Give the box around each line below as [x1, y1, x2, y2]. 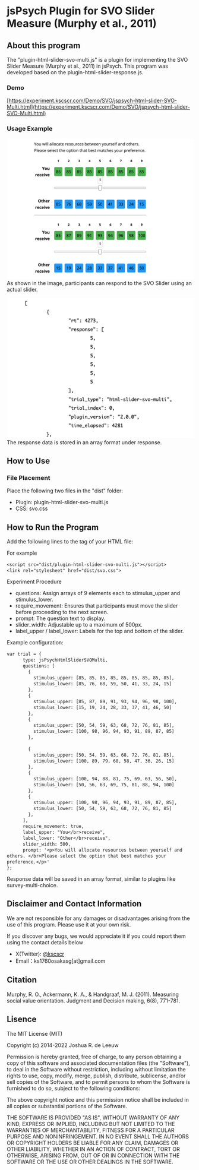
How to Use [7, 456, 50, 466]
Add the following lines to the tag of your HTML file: [7, 538, 133, 545]
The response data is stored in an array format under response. [7, 438, 162, 446]
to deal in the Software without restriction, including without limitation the [7, 1065, 186, 1073]
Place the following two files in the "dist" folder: [7, 487, 124, 494]
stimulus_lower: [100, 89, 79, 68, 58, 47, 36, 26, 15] [33, 758, 175, 764]
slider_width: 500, [22, 842, 71, 848]
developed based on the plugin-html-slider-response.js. [7, 69, 144, 75]
